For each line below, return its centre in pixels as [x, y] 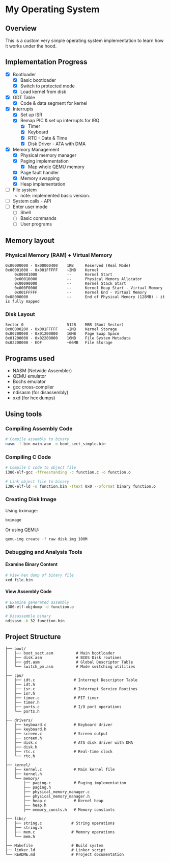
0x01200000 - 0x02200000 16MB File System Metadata [68, 338]
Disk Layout [20, 314]
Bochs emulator [29, 381]
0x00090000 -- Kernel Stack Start [70, 284]
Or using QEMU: [22, 530]
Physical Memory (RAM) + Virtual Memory [59, 255]
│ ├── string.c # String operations [60, 823]
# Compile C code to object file [41, 467]
